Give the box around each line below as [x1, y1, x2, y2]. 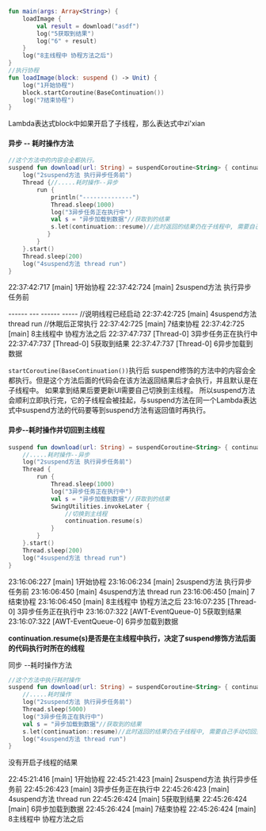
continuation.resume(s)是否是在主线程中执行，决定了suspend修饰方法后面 [8, 633, 256, 643]
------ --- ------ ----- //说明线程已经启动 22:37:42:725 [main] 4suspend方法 [8, 310, 257, 319]
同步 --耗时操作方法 [8, 660, 73, 670]
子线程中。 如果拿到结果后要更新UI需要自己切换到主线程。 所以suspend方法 [8, 386, 256, 395]
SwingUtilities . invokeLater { [50, 502, 150, 510]
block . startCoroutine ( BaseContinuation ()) [22, 88, 165, 97]
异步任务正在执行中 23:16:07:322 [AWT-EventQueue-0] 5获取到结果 [21, 606, 242, 616]
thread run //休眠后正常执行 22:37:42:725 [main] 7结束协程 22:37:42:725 [8, 319, 245, 329]
